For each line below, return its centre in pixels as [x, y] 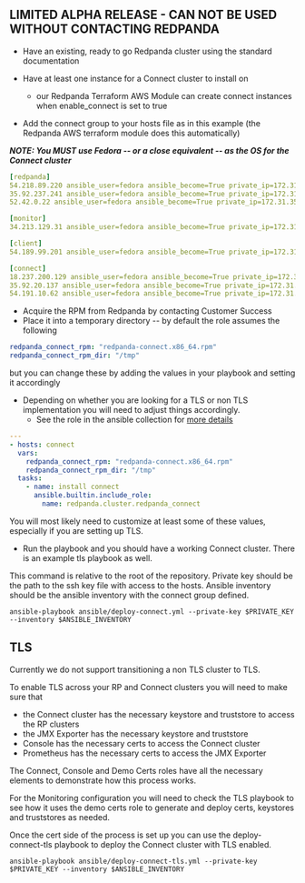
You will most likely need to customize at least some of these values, [138, 521]
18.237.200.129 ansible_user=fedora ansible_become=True [119, 276]
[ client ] [26, 244]
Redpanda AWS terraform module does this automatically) [131, 133]
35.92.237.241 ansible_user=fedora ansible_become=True [117, 194]
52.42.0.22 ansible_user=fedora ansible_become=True [111, 202]
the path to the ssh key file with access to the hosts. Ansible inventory [140, 585]
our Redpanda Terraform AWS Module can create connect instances [164, 95]
